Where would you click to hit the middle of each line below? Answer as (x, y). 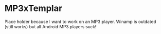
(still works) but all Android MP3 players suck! (51, 26)
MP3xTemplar (34, 8)
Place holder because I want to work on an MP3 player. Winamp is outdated (80, 22)
